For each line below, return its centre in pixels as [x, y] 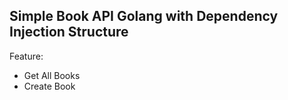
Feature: [26, 56]
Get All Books [52, 75]
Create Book [49, 86]
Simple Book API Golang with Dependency [144, 16]
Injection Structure [69, 32]
